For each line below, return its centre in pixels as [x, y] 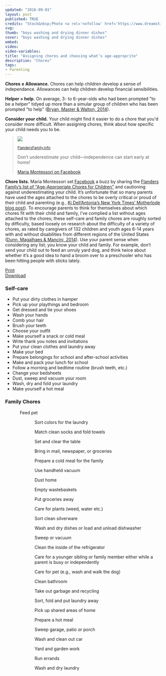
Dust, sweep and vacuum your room [49, 378]
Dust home [45, 480]
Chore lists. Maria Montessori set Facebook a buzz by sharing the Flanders [82, 181]
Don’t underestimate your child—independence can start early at [83, 157]
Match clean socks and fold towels [70, 432]
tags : [11, 65]
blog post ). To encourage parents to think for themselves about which [76, 208]
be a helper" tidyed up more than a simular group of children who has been [82, 104]
